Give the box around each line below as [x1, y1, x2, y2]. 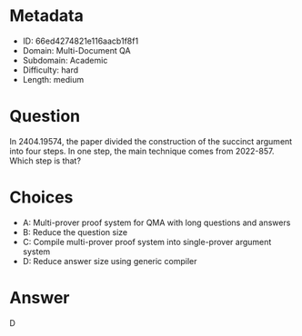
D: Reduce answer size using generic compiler [22, 255, 197, 266]
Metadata [9, 5, 84, 26]
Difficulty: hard [22, 64, 79, 75]
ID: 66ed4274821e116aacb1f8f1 [22, 35, 139, 46]
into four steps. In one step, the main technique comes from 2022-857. [9, 145, 275, 156]
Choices [9, 187, 74, 208]
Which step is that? [9, 155, 82, 166]
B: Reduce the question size [22, 226, 128, 237]
